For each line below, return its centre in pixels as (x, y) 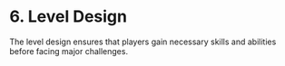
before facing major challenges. (69, 51)
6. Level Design (68, 17)
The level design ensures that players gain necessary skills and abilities (143, 42)
